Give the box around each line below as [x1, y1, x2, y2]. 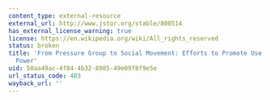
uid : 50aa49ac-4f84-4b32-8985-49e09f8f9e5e [8, 65, 158, 73]
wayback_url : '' [8, 79, 63, 87]
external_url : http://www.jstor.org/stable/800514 [8, 19, 183, 27]
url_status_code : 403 [8, 72, 82, 80]
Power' [15, 57, 38, 65]
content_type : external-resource [8, 11, 121, 20]
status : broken [8, 42, 60, 50]
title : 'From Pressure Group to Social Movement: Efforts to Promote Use [8, 49, 263, 57]
